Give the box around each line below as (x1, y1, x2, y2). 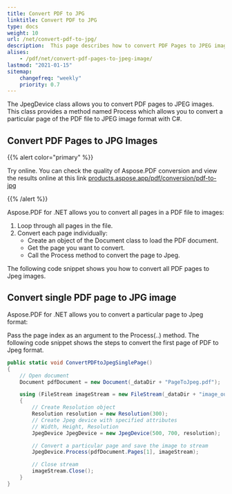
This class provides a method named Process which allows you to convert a (7, 107, 223, 116)
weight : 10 (7, 29, 39, 37)
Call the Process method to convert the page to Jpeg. (27, 251, 181, 260)
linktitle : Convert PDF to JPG (7, 17, 97, 24)
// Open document (19, 372, 70, 379)
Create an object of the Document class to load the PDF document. (27, 236, 219, 245)
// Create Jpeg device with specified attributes (32, 416, 177, 423)
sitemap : (7, 68, 32, 75)
